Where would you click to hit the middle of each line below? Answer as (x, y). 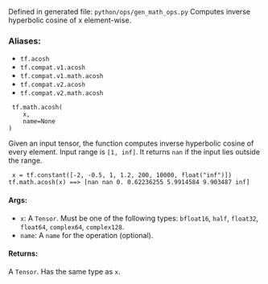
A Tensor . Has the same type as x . (64, 271)
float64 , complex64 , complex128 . (72, 226)
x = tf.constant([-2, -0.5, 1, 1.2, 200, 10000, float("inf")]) (122, 175)
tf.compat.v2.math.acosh (62, 93)
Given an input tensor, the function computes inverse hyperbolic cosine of (131, 143)
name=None (39, 121)
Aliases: (25, 41)
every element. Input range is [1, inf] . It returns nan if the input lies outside (134, 152)
